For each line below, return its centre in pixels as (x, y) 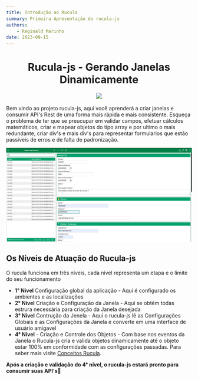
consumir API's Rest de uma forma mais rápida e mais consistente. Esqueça (98, 114)
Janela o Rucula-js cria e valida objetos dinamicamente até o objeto (97, 340)
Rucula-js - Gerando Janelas (99, 67)
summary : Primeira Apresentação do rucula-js (63, 19)
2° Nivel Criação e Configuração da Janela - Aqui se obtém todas (95, 303)
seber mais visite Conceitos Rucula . (58, 353)
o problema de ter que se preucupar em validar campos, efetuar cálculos (95, 121)
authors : (17, 25)
